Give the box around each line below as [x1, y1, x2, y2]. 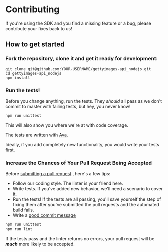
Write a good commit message [12, 212, 76, 218]
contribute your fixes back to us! [5, 25, 72, 31]
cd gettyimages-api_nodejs [5, 71, 62, 76]
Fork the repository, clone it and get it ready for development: [5, 55, 158, 62]
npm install [5, 75, 30, 80]
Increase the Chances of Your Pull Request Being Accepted [5, 159, 152, 166]
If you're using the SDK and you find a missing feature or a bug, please [5, 20, 151, 26]
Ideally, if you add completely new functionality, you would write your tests [5, 141, 159, 147]
